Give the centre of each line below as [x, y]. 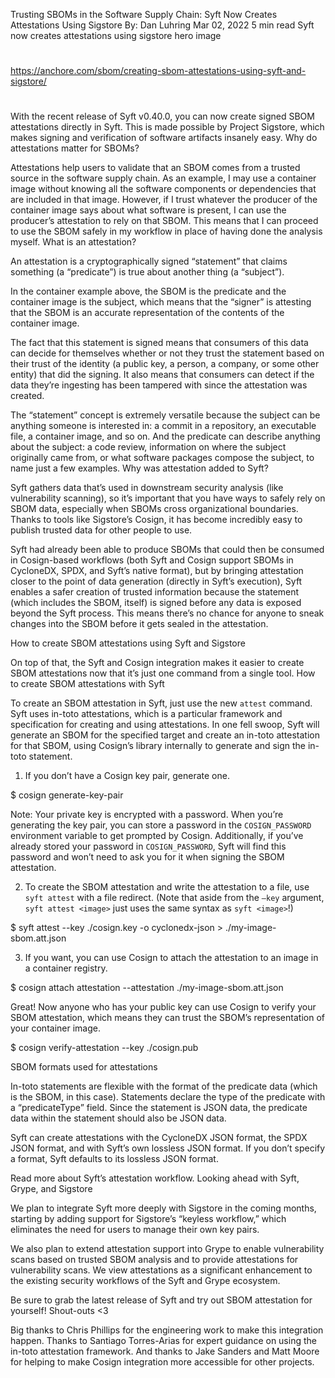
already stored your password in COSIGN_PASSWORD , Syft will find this [148, 846]
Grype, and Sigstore [51, 1189]
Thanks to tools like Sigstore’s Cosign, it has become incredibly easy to [156, 520]
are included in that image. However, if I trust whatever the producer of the [164, 200]
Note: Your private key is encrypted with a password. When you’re [147, 815]
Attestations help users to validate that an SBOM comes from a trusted [155, 168]
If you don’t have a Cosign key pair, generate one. [127, 776]
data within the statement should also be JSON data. [118, 1118]
